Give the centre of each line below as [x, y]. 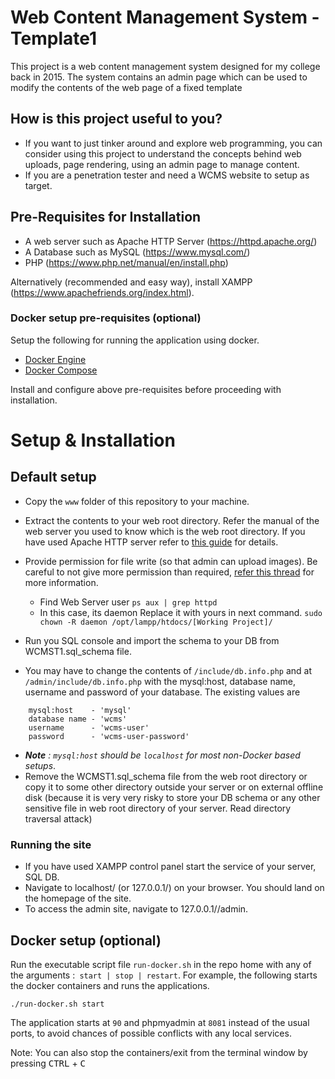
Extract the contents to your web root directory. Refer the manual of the [172, 520]
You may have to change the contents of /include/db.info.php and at [168, 670]
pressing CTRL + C [48, 1063]
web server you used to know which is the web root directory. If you [165, 531]
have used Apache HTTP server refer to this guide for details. [151, 542]
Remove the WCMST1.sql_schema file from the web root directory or [166, 776]
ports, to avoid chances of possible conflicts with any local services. [151, 1033]
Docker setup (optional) [86, 940]
